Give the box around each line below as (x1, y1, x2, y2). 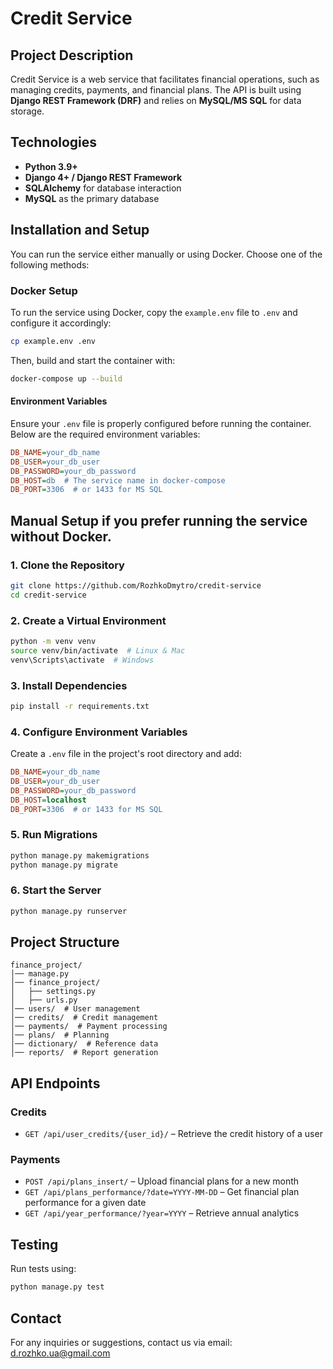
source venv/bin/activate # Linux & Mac (10, 645, 186, 656)
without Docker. (10, 528, 112, 545)
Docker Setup (10, 283, 78, 297)
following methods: (10, 258, 90, 271)
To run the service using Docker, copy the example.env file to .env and (10, 306, 298, 318)
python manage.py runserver (10, 906, 128, 916)
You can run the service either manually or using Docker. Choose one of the (10, 248, 323, 260)
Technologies (10, 134, 98, 151)
